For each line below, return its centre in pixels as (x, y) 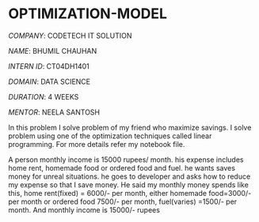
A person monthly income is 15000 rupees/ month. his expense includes (126, 160)
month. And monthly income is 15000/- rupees (84, 209)
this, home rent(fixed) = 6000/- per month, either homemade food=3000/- (130, 193)
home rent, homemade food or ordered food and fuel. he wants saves (122, 167)
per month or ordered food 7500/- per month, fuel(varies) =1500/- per (123, 201)
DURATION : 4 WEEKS (44, 96)
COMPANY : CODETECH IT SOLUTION (70, 36)
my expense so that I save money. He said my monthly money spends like (129, 184)
